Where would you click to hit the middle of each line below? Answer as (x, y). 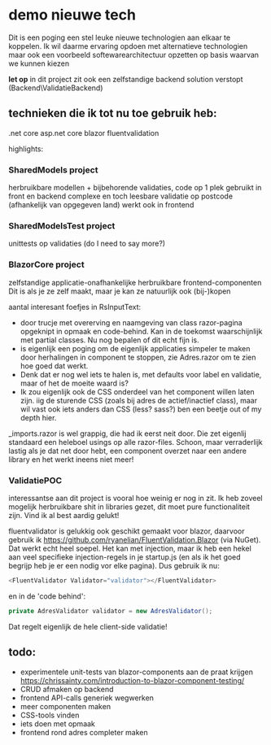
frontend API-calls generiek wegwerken (87, 698)
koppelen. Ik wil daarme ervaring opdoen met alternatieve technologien (128, 46)
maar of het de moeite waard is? (74, 383)
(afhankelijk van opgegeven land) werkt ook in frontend (101, 205)
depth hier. (38, 417)
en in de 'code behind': (47, 596)
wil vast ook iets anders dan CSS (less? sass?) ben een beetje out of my (141, 409)
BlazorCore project (46, 264)
